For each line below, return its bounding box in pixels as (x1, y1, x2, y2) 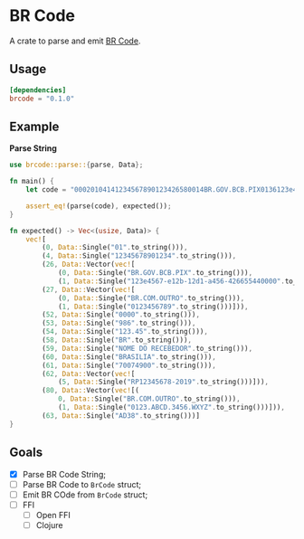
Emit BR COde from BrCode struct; (22, 489, 148, 500)
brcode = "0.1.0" (9, 94, 75, 103)
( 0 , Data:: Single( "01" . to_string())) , (42, 243, 188, 252)
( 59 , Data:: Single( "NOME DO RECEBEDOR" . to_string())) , (42, 344, 253, 353)
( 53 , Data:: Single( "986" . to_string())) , (42, 318, 196, 328)
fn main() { (9, 177, 54, 186)
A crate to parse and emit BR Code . (9, 35, 141, 46)
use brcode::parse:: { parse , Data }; (9, 160, 144, 170)
